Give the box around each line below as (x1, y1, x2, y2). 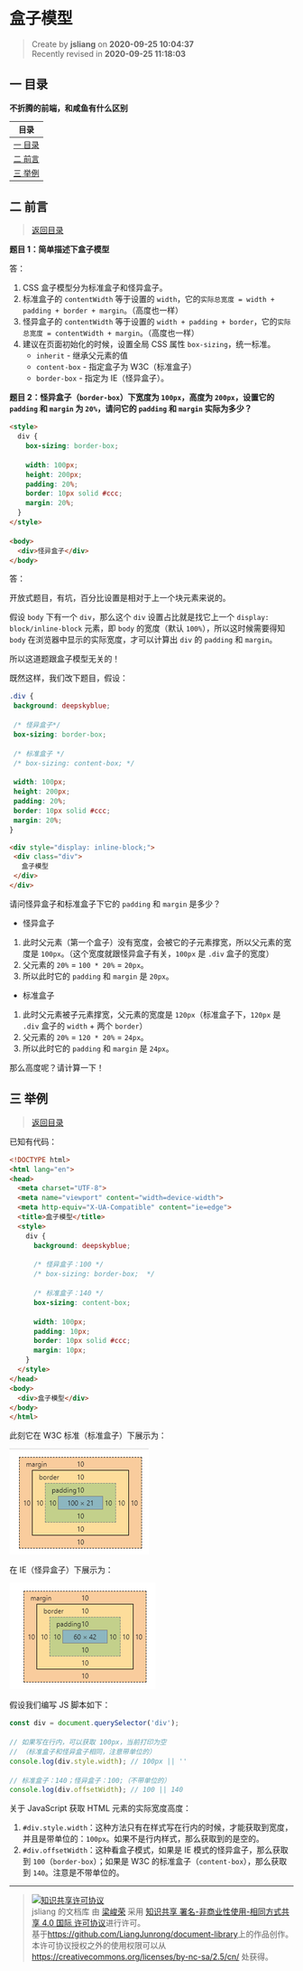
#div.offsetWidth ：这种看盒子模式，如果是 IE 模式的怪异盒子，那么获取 (22, 1844, 289, 1855)
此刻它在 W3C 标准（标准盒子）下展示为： (9, 1430, 167, 1441)
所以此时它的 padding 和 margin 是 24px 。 (22, 1043, 174, 1054)
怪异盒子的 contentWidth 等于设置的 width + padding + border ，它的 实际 (22, 316, 291, 327)
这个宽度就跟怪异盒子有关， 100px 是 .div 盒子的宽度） (72, 948, 274, 959)
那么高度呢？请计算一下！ (9, 1062, 105, 1073)
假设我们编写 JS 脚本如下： (9, 1700, 111, 1711)
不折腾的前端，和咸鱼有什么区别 (9, 102, 128, 113)
